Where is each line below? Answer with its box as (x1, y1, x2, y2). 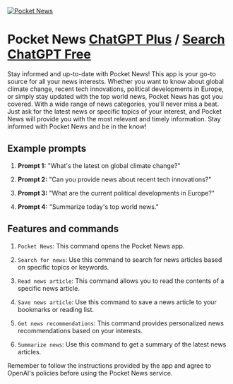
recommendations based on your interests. (17, 326, 143, 335)
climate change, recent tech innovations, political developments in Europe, (7, 85, 224, 93)
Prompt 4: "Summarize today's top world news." (17, 202, 159, 211)
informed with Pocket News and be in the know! (7, 122, 147, 131)
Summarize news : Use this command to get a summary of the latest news (17, 340, 227, 349)
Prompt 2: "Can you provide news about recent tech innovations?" (17, 175, 212, 184)
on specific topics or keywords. (17, 263, 109, 271)
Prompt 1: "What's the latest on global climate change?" (17, 161, 181, 169)
